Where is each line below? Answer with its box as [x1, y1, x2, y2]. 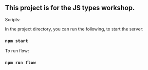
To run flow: [5, 48, 29, 54]
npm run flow [5, 60, 36, 66]
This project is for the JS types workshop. [5, 4, 135, 12]
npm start [5, 38, 28, 43]
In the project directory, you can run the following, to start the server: [5, 26, 144, 32]
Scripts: [5, 16, 21, 22]
